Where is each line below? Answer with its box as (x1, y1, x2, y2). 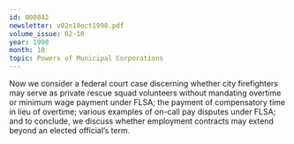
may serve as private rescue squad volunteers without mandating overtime (9, 87, 282, 98)
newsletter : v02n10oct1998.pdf (9, 21, 124, 30)
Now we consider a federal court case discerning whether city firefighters (9, 79, 278, 88)
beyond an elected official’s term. (9, 125, 131, 135)
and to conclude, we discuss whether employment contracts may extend (9, 116, 274, 126)
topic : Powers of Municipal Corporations (9, 54, 164, 63)
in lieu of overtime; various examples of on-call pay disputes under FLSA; (9, 107, 276, 117)
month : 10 (9, 46, 46, 55)
